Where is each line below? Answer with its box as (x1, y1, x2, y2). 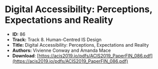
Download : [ (12, 52, 39, 59)
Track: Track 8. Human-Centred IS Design (12, 37, 102, 43)
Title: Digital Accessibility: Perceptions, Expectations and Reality (12, 42, 149, 48)
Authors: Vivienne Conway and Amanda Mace (12, 47, 111, 53)
